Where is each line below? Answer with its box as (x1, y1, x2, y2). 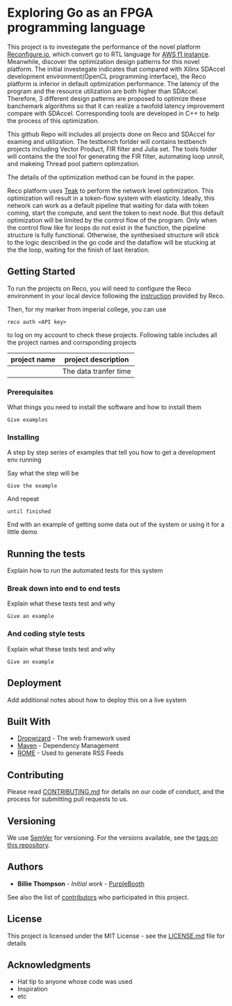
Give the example (7, 482, 58, 489)
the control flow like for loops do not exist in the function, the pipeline (7, 223, 206, 232)
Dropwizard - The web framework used (17, 734, 131, 743)
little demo (7, 528, 38, 536)
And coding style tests (7, 629, 85, 639)
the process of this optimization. (7, 116, 99, 124)
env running (7, 455, 42, 464)
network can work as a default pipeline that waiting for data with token (7, 201, 209, 209)
